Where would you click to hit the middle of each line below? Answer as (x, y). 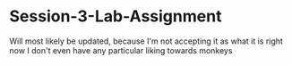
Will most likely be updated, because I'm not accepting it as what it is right (146, 41)
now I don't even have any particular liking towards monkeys (121, 50)
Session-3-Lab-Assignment (116, 16)
